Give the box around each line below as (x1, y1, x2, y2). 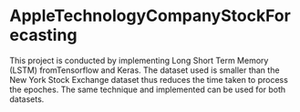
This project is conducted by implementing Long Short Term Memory (9, 55, 269, 66)
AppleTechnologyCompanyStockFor (9, 5, 292, 26)
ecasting (9, 25, 78, 46)
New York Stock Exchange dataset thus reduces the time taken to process (9, 74, 289, 85)
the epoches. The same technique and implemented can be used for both (9, 84, 286, 95)
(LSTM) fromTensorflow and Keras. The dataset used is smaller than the (9, 65, 280, 76)
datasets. (9, 93, 45, 105)
